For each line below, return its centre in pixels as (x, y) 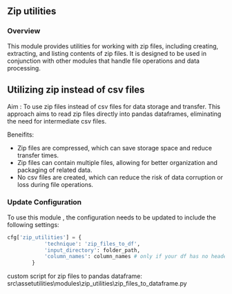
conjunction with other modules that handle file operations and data (104, 61)
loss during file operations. (55, 184)
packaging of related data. (55, 170)
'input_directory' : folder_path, (92, 250)
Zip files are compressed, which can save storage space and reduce (115, 148)
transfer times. (38, 155)
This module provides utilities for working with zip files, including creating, (113, 46)
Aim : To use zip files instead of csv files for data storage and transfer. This (114, 106)
